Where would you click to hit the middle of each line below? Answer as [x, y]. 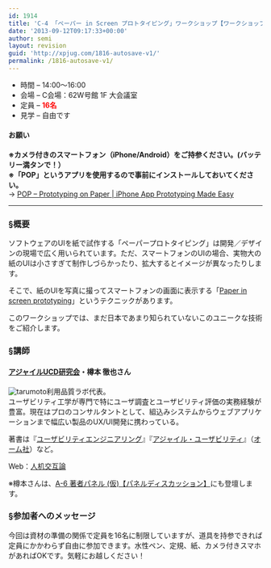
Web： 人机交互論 [37, 466]
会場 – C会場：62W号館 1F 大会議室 [79, 95]
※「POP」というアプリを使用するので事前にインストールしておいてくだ [128, 175]
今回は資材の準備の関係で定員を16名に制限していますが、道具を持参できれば [135, 535]
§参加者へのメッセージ [52, 516]
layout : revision [38, 46]
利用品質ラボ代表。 [78, 391]
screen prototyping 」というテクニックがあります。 [93, 301]
